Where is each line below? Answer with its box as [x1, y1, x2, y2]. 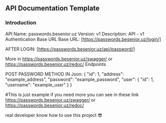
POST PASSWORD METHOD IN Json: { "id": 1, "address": [5, 71, 124, 77]
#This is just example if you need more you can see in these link [5, 91, 139, 98]
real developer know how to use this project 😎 [5, 112, 103, 118]
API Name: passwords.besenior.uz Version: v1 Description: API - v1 [5, 30, 144, 37]
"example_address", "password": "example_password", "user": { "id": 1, [5, 76, 154, 83]
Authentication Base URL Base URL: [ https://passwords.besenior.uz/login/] [5, 36, 161, 42]
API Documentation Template [5, 4, 100, 13]
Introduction [5, 19, 36, 26]
